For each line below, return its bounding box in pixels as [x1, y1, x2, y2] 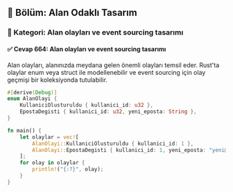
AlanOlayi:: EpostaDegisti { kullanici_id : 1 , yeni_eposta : [32, 146, 207, 153]
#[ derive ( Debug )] [7, 89, 58, 96]
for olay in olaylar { [19, 159, 85, 166]
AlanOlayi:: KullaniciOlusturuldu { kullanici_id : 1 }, [32, 140, 194, 147]
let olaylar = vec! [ [19, 133, 79, 141]
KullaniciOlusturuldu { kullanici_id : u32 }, [19, 102, 154, 109]
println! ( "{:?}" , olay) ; [32, 166, 104, 173]
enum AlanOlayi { [7, 95, 58, 103]
